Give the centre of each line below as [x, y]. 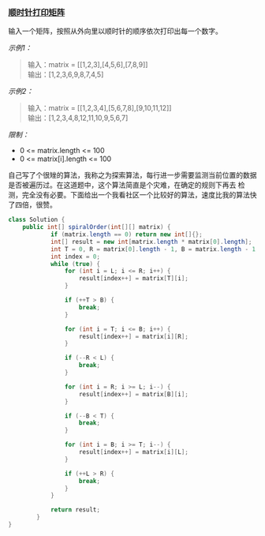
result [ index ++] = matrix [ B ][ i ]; [134, 394]
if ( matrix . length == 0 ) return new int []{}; [126, 234]
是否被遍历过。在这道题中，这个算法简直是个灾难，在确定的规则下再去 [122, 185]
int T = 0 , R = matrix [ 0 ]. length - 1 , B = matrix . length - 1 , [155, 249]
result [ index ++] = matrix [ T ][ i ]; [134, 279]
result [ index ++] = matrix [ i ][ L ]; [134, 452]
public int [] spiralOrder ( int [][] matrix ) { [97, 227]
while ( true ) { [75, 264]
